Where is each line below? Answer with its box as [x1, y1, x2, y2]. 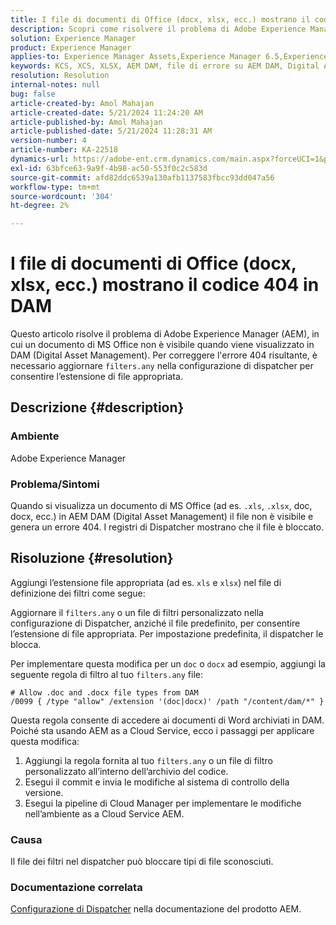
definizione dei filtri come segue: [10, 587, 146, 599]
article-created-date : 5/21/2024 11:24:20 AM [10, 107, 203, 118]
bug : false [10, 89, 56, 99]
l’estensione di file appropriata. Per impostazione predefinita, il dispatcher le [10, 627, 324, 640]
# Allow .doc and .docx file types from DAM [10, 687, 199, 698]
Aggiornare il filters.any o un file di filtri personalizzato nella [10, 606, 264, 618]
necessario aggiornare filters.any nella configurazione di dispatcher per [10, 360, 314, 372]
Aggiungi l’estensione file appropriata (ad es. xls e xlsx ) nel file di [10, 576, 282, 588]
